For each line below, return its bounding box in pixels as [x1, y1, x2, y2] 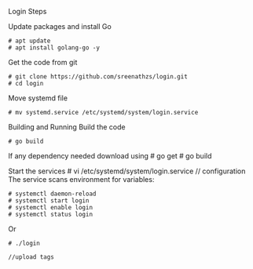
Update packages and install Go [8, 22, 112, 31]
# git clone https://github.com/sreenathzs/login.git [8, 73, 189, 81]
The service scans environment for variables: [8, 175, 155, 184]
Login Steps [8, 7, 47, 16]
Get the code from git [8, 58, 78, 67]
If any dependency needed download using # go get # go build [8, 151, 212, 160]
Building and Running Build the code [8, 122, 126, 132]
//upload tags [8, 253, 55, 261]
